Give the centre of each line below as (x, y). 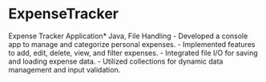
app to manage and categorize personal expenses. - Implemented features (132, 44)
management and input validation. (64, 69)
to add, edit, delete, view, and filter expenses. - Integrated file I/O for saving (133, 53)
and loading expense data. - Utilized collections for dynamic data (116, 61)
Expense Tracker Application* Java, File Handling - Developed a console (128, 36)
